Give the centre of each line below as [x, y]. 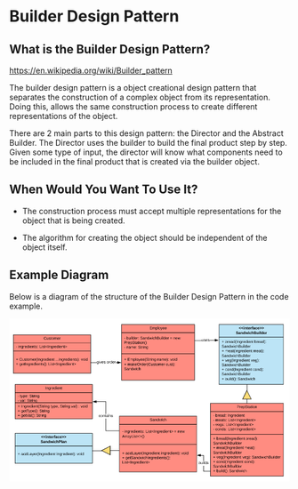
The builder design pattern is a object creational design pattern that [133, 88]
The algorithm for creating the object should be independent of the [145, 237]
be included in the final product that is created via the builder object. [135, 161]
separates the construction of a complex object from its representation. [140, 97]
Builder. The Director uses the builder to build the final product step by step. [148, 143]
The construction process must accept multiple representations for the [152, 211]
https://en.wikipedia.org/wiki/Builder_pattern [91, 70]
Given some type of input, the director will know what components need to [146, 152]
